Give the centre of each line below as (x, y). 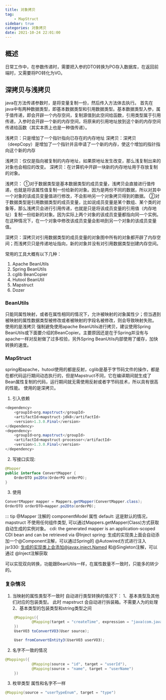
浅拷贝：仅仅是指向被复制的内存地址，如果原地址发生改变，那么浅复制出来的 (83, 160)
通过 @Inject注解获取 (26, 553)
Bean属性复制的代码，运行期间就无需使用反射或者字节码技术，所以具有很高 (82, 382)
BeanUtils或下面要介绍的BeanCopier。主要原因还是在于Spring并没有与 (77, 332)
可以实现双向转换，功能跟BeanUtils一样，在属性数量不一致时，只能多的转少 (82, 564)
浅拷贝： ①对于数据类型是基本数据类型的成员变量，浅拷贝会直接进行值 (78, 184)
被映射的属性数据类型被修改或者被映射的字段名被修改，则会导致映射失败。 (81, 320)
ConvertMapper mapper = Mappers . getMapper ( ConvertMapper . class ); (74, 502)
